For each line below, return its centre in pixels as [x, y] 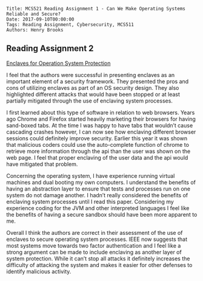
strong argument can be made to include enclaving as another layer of [94, 252]
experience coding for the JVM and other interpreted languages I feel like [98, 208]
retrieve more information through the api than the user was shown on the [98, 151]
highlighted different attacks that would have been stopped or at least [93, 94]
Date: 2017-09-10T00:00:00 [40, 19]
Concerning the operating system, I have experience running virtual [91, 175]
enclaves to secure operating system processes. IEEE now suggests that [97, 239]
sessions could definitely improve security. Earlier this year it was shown [97, 138]
